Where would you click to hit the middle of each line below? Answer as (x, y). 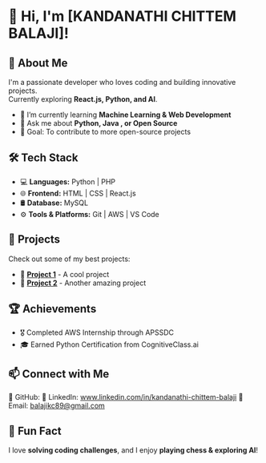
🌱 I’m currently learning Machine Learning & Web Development (125, 115)
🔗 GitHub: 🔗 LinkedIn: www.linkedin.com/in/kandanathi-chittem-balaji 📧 (126, 397)
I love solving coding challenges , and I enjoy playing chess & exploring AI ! (133, 450)
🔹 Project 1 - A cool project (64, 274)
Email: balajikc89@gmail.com (57, 406)
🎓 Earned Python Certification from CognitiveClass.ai (109, 344)
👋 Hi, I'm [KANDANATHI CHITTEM (122, 16)
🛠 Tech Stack (43, 158)
